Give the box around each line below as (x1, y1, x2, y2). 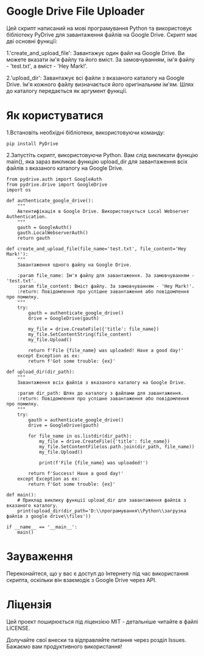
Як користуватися (6, 109, 104, 123)
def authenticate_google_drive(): (6, 197, 94, 204)
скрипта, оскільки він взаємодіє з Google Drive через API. (6, 576, 157, 583)
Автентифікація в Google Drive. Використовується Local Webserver (17, 208, 189, 215)
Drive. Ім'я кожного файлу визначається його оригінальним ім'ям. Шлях (6, 81, 194, 88)
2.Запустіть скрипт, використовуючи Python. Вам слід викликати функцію (6, 151, 199, 158)
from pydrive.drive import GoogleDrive (6, 182, 108, 188)
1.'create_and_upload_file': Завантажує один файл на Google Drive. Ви (6, 49, 185, 56)
